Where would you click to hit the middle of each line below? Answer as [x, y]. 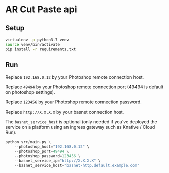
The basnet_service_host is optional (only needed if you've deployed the [81, 122]
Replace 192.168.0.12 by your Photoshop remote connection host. [75, 77]
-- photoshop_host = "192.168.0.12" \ [52, 147]
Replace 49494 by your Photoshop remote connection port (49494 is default [84, 87]
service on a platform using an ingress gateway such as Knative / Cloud [80, 127]
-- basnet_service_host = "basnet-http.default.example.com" [77, 165]
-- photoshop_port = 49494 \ [42, 151]
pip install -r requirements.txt [41, 49]
